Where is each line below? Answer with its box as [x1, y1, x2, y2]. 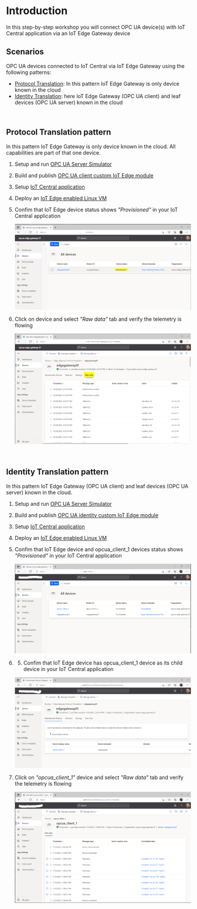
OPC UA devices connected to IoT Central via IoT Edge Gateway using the [6, 62, 185, 69]
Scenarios [6, 47, 44, 57]
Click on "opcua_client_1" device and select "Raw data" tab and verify [14, 774, 184, 781]
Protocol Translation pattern [6, 128, 111, 137]
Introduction [6, 4, 68, 18]
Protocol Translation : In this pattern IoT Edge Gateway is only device [14, 80, 180, 87]
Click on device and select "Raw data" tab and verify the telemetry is [14, 316, 182, 323]
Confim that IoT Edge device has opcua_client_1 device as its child [23, 659, 183, 666]
